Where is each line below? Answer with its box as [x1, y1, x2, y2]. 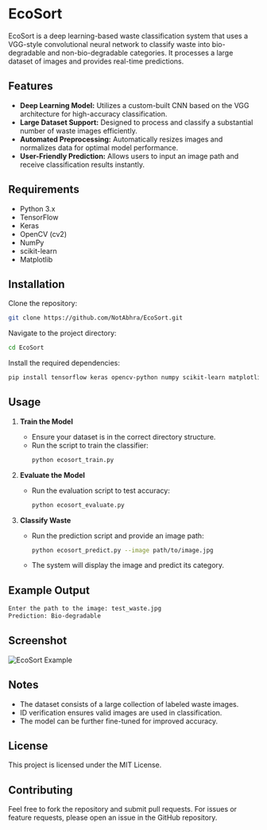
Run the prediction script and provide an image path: [31, 530, 204, 541]
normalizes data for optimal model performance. [19, 142, 179, 152]
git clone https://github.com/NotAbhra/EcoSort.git [8, 314, 183, 322]
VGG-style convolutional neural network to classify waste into [8, 39, 211, 48]
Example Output [8, 584, 90, 597]
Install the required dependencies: [8, 359, 121, 368]
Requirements [8, 183, 79, 196]
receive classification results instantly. [19, 160, 145, 169]
